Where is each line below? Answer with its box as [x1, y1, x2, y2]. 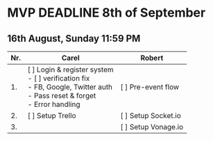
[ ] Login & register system [27, 65, 114, 74]
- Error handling [27, 99, 80, 109]
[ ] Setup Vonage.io [120, 122, 184, 131]
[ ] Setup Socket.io [120, 111, 182, 120]
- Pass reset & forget [27, 91, 96, 100]
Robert [140, 53, 164, 63]
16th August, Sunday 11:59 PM [7, 33, 141, 44]
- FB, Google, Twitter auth [27, 82, 113, 92]
